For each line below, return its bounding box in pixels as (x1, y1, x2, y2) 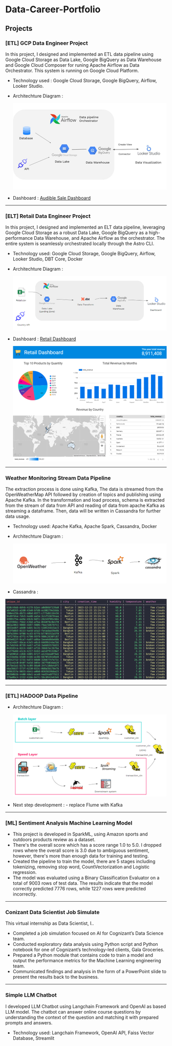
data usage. (5, 514, 31, 520)
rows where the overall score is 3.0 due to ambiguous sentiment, (12, 847, 149, 853)
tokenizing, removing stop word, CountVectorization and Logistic (12, 864, 150, 870)
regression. (12, 869, 37, 876)
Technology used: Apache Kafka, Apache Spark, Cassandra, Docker (12, 523, 157, 529)
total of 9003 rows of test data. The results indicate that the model (12, 880, 153, 886)
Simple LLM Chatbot (5, 992, 57, 999)
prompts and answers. (5, 1019, 53, 1025)
